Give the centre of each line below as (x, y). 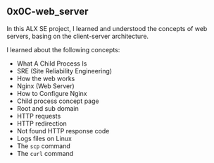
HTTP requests (39, 116)
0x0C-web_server (48, 12)
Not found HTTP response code (63, 131)
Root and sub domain (48, 108)
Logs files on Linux (44, 138)
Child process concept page (58, 101)
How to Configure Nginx (52, 93)
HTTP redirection (42, 123)
